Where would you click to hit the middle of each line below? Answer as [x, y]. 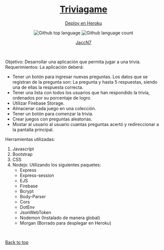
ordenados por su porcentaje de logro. [52, 98]
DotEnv [27, 207]
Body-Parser [33, 196]
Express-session [37, 175]
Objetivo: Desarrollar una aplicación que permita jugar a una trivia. [73, 62]
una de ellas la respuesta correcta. [48, 87]
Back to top [17, 242]
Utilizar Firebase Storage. [38, 103]
